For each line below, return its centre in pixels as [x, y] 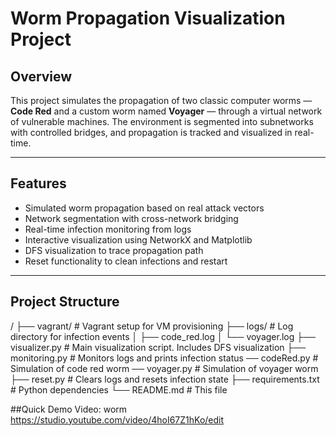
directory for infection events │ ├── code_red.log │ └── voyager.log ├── [163, 336]
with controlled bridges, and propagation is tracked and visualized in [151, 132]
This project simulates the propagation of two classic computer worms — [161, 100]
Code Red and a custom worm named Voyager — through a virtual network [166, 111]
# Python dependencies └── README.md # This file [119, 389]
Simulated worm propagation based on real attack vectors [144, 208]
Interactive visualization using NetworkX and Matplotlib [138, 239]
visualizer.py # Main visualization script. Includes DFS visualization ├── [158, 347]
